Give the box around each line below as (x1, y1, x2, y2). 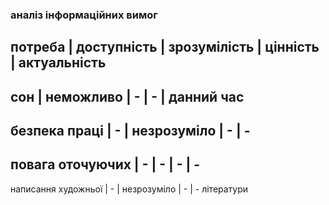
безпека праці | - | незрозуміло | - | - (10, 123, 251, 140)
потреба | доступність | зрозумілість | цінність (10, 39, 320, 56)
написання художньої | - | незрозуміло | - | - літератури (10, 183, 249, 195)
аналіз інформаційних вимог (10, 8, 158, 22)
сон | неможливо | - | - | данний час (10, 88, 245, 105)
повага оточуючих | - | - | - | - (10, 156, 201, 173)
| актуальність (10, 54, 107, 72)
